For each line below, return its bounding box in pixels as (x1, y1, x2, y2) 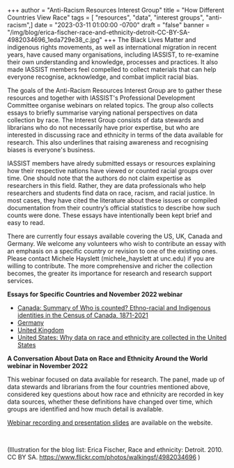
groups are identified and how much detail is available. (7, 405, 164, 413)
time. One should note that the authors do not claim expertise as (7, 174, 192, 182)
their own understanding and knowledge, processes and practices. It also (7, 58, 218, 66)
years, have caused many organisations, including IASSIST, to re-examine (7, 50, 219, 59)
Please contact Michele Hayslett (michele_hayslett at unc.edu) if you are (7, 254, 214, 263)
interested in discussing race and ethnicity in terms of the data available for (7, 131, 224, 139)
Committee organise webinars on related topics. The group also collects (7, 101, 214, 109)
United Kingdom (17, 326, 65, 334)
